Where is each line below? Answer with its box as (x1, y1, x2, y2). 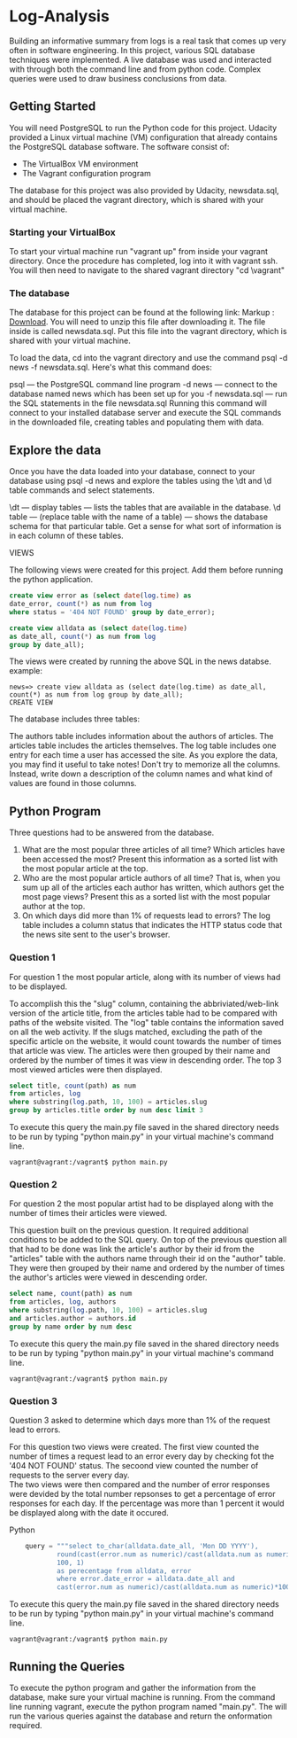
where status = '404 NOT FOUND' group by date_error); (9, 607, 216, 617)
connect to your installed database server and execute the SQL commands (9, 408, 282, 418)
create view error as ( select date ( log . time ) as (9, 591, 192, 600)
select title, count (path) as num (9, 1081, 137, 1090)
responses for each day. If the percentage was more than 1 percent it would (9, 1498, 285, 1508)
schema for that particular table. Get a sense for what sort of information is (9, 521, 282, 532)
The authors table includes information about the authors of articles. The (9, 731, 274, 742)
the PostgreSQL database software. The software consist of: (9, 141, 230, 152)
